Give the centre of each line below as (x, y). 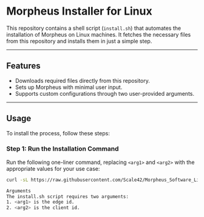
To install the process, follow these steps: (58, 133)
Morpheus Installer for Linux (80, 11)
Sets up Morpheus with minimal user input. (69, 87)
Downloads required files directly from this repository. (83, 80)
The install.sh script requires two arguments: (68, 196)
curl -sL (17, 180)
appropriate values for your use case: (53, 168)
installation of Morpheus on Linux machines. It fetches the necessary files (99, 34)
